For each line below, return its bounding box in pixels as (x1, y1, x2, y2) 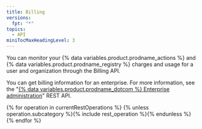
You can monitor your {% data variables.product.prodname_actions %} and (6, 54, 196, 61)
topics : (6, 26, 26, 32)
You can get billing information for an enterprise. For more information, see (6, 79, 195, 86)
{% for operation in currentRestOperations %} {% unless (6, 104, 149, 111)
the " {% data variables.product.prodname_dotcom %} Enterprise (6, 86, 170, 92)
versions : (6, 15, 32, 21)
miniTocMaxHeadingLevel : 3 (6, 37, 75, 43)
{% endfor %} (6, 117, 42, 124)
